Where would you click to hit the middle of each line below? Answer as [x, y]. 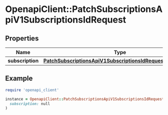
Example [19, 78]
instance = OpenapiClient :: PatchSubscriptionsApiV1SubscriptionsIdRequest [85, 99]
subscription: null [30, 103]
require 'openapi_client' [32, 90]
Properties [22, 38]
